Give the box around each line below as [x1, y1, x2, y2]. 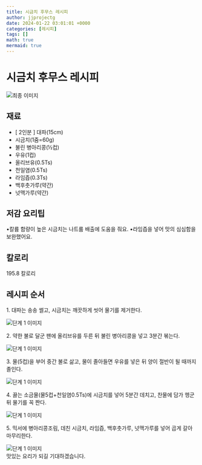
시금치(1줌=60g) [15, 136, 54, 143]
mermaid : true [6, 43, 42, 49]
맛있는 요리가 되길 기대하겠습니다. [6, 452, 86, 460]
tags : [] [6, 31, 28, 38]
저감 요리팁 [6, 208, 45, 219]
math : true [6, 37, 34, 43]
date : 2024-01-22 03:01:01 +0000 [6, 20, 91, 26]
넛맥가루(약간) [15, 189, 49, 196]
